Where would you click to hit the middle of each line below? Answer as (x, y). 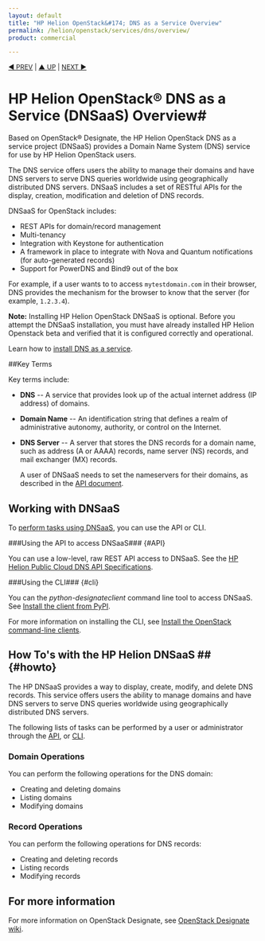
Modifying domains (51, 806)
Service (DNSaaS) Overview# (107, 116)
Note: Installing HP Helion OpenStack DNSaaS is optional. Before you (122, 317)
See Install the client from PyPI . (60, 606)
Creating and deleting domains (70, 789)
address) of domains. (55, 403)
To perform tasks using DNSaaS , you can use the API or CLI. (107, 527)
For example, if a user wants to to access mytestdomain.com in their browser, (132, 284)
